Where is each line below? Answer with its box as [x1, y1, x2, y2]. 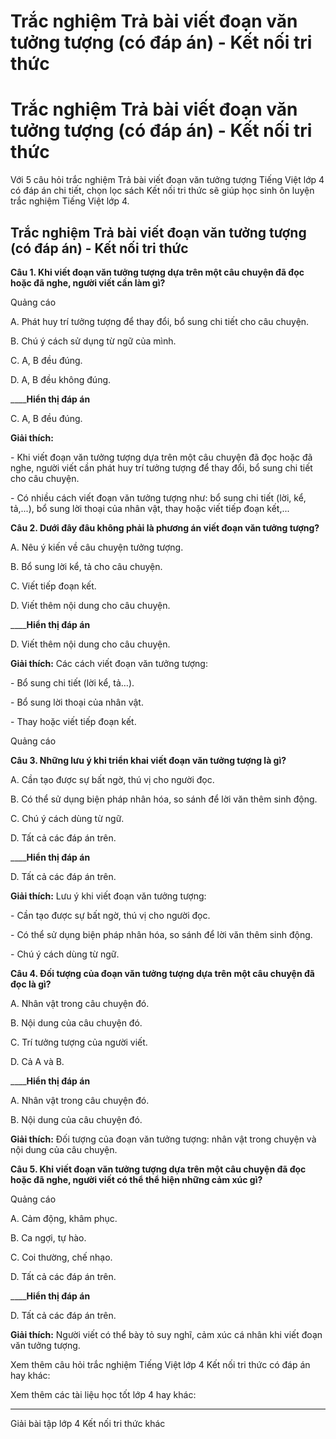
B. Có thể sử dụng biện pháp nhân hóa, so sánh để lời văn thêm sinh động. [10, 793, 318, 805]
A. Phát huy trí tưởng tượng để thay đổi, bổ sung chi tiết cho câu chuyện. [10, 315, 310, 327]
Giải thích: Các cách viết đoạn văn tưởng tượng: [10, 657, 208, 669]
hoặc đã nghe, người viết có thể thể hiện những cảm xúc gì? [10, 1173, 263, 1185]
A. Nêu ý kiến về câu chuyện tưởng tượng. [10, 541, 184, 553]
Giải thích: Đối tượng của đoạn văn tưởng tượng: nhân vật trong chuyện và [10, 1133, 317, 1145]
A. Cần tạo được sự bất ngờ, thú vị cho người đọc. [10, 773, 215, 785]
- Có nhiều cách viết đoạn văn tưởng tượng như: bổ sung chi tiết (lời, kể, [10, 491, 307, 504]
